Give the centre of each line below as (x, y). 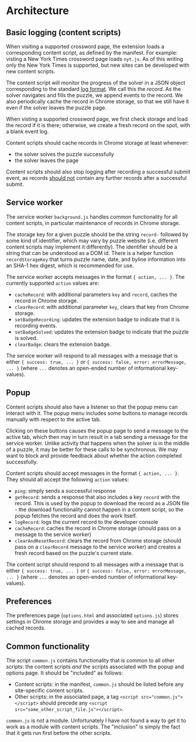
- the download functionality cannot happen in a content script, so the (99, 509)
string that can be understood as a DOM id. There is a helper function (90, 253)
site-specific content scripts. (49, 690)
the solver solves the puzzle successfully (64, 154)
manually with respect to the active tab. (54, 419)
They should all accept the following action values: (68, 479)
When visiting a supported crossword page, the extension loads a (85, 46)
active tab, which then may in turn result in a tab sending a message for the (97, 437)
